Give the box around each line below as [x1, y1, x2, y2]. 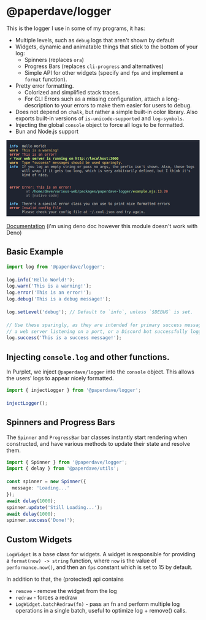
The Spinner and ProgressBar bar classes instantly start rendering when [6, 434, 188, 441]
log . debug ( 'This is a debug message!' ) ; [6, 296, 112, 302]
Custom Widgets [6, 534, 72, 545]
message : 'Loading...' [12, 485, 70, 491]
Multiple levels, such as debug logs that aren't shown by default [15, 36, 175, 44]
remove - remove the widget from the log [15, 587, 118, 595]
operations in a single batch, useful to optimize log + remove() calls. [15, 607, 187, 614]
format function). [24, 75, 67, 83]
